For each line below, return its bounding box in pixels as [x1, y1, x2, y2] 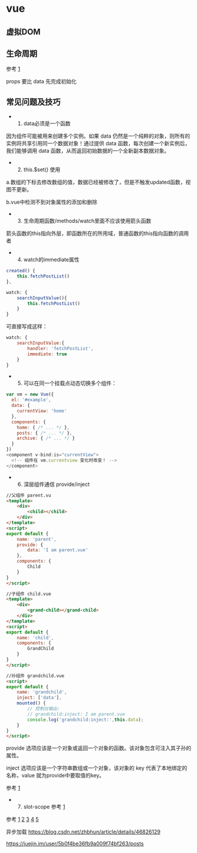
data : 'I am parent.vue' [27, 547, 88, 553]
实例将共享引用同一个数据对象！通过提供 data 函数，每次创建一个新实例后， [6, 140, 191, 147]
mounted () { [17, 700, 46, 707]
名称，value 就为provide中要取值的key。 [6, 772, 105, 779]
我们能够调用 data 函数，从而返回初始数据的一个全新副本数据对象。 [6, 147, 170, 155]
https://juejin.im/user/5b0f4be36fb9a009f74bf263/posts [6, 840, 144, 847]
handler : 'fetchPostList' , [27, 345, 94, 351]
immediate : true [27, 351, 67, 357]
